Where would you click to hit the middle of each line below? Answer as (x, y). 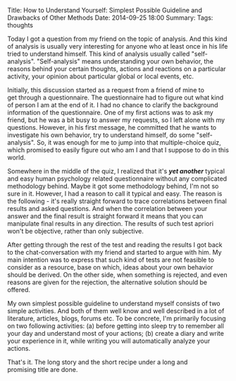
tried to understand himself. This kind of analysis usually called (99, 54)
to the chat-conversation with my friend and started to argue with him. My (114, 252)
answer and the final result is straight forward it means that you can (105, 216)
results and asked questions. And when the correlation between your (107, 208)
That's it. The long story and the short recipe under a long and (98, 362)
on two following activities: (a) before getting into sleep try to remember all (116, 326)
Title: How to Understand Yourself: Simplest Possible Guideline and (105, 10)
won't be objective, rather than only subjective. (76, 231)
